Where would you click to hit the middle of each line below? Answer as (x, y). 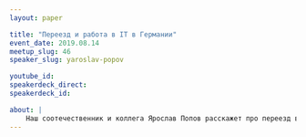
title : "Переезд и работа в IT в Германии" (93, 34)
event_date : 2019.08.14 (55, 43)
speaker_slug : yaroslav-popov (67, 60)
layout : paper (36, 18)
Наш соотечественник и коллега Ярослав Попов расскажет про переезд (158, 118)
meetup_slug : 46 (40, 51)
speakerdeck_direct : (49, 85)
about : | (26, 110)
